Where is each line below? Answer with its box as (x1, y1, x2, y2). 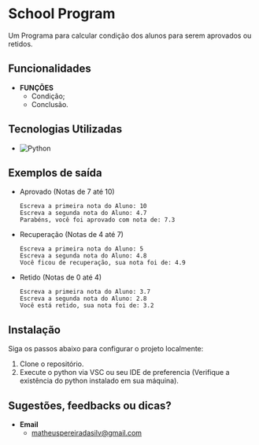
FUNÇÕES (19, 83, 54, 92)
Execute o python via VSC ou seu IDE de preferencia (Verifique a (19, 368, 230, 377)
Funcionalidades (8, 62, 92, 76)
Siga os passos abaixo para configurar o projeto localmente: (8, 344, 204, 354)
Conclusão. (31, 99, 68, 109)
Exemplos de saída (8, 166, 102, 180)
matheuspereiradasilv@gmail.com (31, 428, 142, 437)
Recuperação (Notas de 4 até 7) (19, 230, 124, 239)
